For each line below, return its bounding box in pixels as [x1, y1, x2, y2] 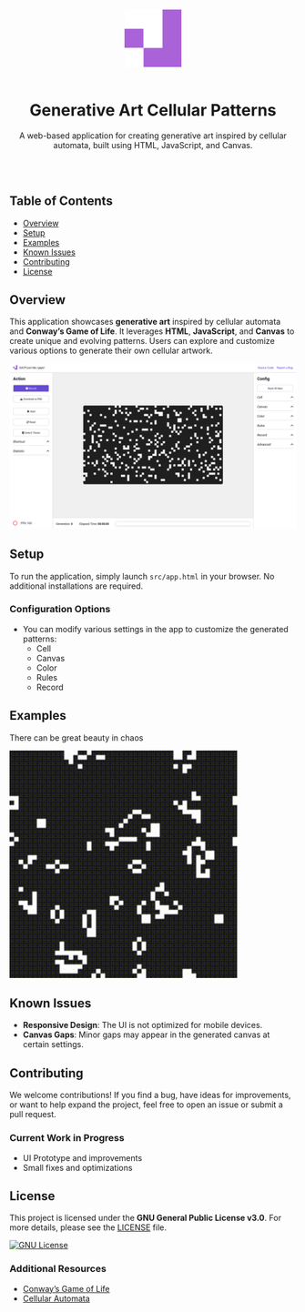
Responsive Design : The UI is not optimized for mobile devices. [22, 1020, 263, 1031]
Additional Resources [9, 1263, 107, 1276]
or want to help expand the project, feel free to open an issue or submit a [9, 1099, 284, 1110]
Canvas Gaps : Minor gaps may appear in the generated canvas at [22, 1029, 270, 1040]
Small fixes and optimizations [22, 1162, 133, 1173]
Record [36, 681, 64, 692]
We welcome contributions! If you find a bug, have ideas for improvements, [9, 1090, 291, 1101]
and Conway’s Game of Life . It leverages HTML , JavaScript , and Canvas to [9, 326, 295, 337]
